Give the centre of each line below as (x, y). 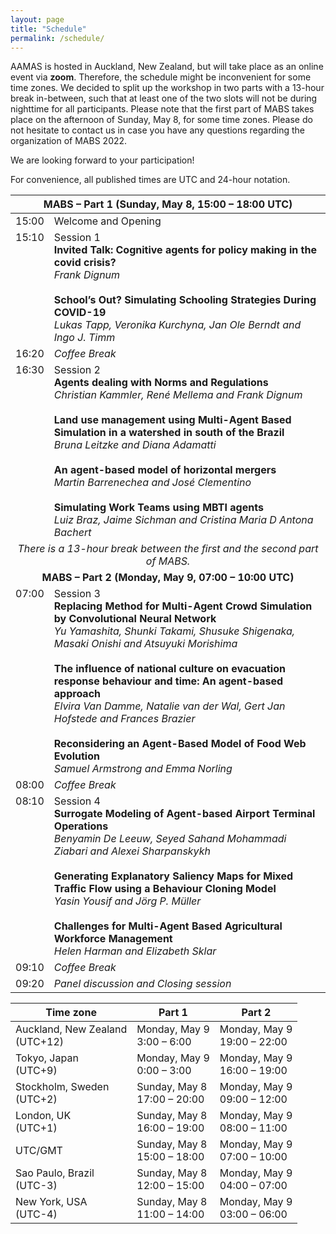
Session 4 (77, 801)
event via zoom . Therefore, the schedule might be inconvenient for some (161, 77)
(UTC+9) (36, 1071)
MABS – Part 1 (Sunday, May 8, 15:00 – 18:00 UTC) (168, 204)
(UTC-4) (36, 1214)
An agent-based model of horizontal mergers (165, 470)
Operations (81, 826)
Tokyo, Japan (47, 1058)
